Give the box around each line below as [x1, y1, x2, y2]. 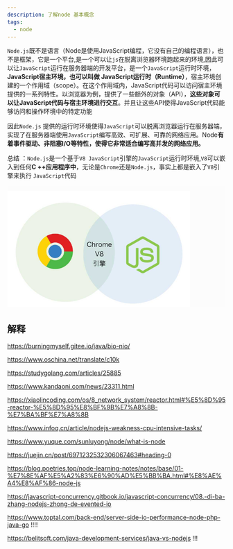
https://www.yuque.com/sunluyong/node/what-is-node [7, 437, 166, 446]
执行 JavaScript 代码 [19, 171, 77, 180]
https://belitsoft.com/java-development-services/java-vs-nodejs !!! [7, 534, 198, 543]
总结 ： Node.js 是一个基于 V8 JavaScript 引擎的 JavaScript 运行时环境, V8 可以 [7, 154, 220, 162]
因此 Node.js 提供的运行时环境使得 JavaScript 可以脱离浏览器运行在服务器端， [7, 122, 226, 130]
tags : [7, 18, 23, 26]
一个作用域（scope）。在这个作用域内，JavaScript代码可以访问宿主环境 [19, 81, 223, 90]
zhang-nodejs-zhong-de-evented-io [7, 500, 112, 508]
